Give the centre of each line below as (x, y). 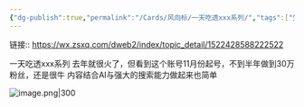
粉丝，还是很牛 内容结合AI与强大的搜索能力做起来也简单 (114, 75)
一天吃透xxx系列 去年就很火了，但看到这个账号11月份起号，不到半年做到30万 (152, 63)
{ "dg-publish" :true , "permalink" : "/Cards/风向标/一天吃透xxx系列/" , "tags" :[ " (151, 18)
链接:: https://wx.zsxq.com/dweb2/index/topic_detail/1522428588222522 (147, 44)
